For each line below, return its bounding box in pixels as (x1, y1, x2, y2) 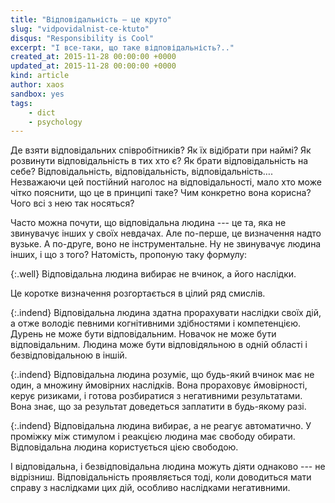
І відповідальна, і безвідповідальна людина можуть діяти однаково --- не (10, 461, 326, 473)
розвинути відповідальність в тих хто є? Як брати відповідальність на (10, 155, 309, 167)
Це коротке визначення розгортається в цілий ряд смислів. (10, 287, 266, 300)
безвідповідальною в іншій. (10, 349, 128, 361)
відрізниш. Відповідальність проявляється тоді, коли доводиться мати (10, 471, 312, 483)
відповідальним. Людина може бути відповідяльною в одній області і (10, 339, 308, 351)
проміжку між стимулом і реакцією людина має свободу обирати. (10, 431, 296, 443)
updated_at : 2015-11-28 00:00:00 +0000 (10, 61, 177, 71)
